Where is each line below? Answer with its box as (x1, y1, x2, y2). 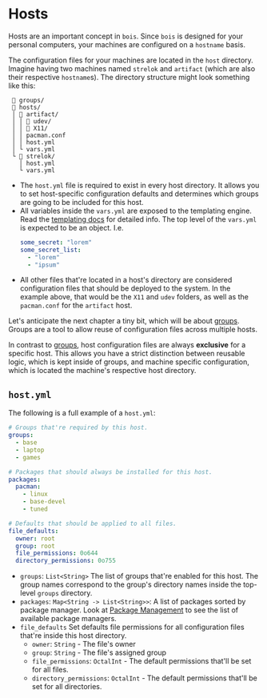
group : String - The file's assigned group (31, 648, 166, 657)
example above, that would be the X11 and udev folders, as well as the (19, 292, 249, 302)
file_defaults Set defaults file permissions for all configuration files (19, 622, 245, 632)
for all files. (31, 665, 70, 675)
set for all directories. (31, 682, 102, 692)
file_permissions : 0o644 (15, 549, 98, 557)
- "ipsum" (27, 261, 60, 269)
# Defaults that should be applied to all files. (8, 519, 177, 528)
